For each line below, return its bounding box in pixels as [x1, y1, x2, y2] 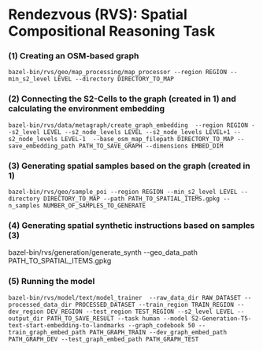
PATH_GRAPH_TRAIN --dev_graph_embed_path [89, 328, 227, 336]
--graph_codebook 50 [128, 321, 195, 329]
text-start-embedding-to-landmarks [8, 321, 125, 329]
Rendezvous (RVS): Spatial [8, 6, 187, 24]
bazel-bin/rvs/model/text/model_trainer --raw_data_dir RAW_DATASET [8, 293, 242, 301]
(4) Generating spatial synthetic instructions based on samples [8, 220, 255, 230]
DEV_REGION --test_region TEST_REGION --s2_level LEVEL [46, 308, 235, 316]
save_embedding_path [8, 142, 76, 150]
